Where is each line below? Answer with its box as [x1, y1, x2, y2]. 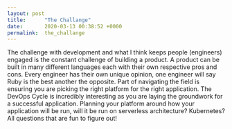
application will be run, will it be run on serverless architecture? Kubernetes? [7, 107, 225, 115]
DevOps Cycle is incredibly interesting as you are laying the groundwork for [7, 92, 223, 101]
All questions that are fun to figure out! [7, 115, 118, 123]
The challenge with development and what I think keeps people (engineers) [7, 48, 222, 57]
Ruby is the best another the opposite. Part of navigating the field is [7, 77, 199, 86]
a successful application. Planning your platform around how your [7, 99, 195, 108]
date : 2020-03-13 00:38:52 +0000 [7, 23, 123, 30]
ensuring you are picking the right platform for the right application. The [7, 85, 213, 93]
